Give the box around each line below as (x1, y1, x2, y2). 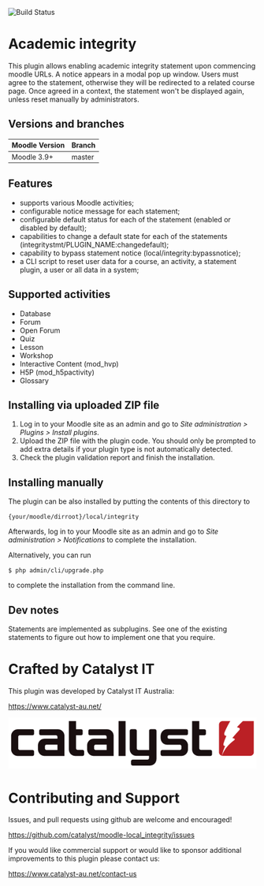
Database (19, 308, 51, 318)
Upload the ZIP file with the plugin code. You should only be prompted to (19, 436, 256, 445)
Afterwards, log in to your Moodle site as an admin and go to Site (8, 527, 219, 536)
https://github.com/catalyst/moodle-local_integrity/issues (8, 830, 195, 839)
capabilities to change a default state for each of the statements (19, 231, 228, 240)
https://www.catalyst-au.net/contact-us (8, 869, 137, 879)
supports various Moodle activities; (19, 198, 135, 207)
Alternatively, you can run (8, 550, 92, 560)
